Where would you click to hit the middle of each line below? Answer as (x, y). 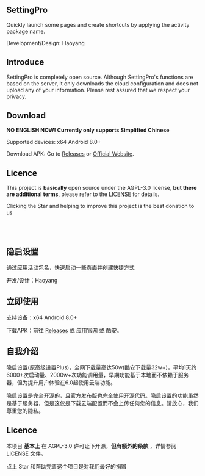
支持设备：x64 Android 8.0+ (42, 317)
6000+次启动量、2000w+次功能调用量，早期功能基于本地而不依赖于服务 (98, 375)
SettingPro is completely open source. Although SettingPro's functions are (100, 77)
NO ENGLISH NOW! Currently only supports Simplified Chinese (88, 130)
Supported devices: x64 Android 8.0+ (54, 142)
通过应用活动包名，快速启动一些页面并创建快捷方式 (70, 267)
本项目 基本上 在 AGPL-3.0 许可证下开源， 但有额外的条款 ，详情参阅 (92, 445)
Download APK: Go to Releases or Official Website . (70, 154)
